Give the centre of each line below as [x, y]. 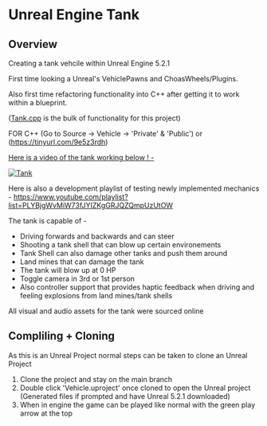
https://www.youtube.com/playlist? [71, 197]
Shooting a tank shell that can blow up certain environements [120, 245]
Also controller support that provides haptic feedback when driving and [137, 287]
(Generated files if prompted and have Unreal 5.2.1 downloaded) [125, 396]
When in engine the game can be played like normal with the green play [137, 404]
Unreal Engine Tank [74, 15]
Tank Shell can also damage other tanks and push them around [124, 253]
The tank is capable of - [48, 221]
